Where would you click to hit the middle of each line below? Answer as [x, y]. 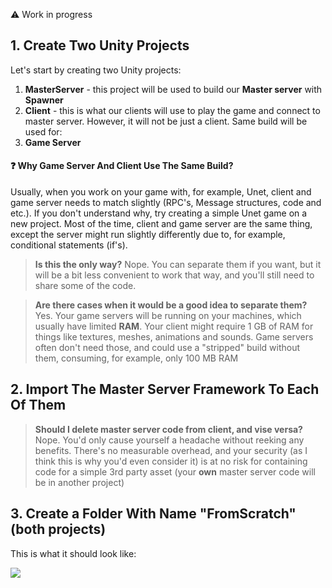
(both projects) [58, 529]
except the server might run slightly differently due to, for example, [148, 235]
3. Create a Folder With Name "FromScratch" [153, 514]
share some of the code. [85, 286]
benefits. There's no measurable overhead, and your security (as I [171, 450]
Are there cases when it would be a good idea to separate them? [171, 305]
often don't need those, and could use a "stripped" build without [167, 348]
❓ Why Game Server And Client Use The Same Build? [122, 166]
